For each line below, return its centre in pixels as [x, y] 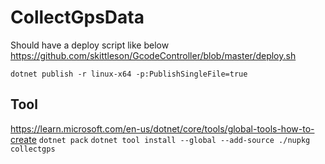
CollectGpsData [77, 17]
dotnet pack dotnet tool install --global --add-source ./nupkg [174, 140]
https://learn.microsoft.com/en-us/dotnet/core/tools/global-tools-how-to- [162, 128]
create [23, 139]
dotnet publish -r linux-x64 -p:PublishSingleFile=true [129, 74]
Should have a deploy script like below [90, 45]
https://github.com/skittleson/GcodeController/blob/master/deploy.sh [153, 55]
